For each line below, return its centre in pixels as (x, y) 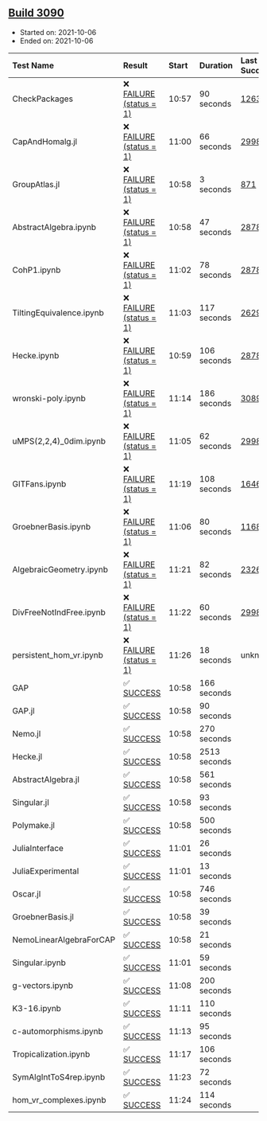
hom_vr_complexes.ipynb (59, 1100)
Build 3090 (37, 13)
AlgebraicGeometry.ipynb (60, 569)
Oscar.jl (27, 893)
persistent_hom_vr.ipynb (58, 654)
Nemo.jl (27, 733)
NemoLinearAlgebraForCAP (64, 939)
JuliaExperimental (46, 871)
